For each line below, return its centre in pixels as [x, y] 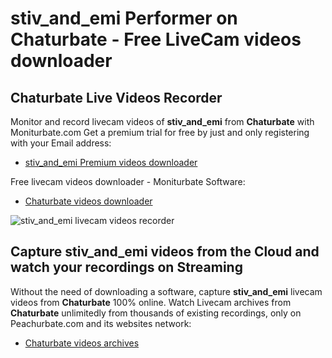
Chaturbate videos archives [82, 343]
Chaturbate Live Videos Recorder [116, 97]
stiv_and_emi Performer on [124, 18]
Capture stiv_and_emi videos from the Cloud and [165, 252]
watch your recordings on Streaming [126, 267]
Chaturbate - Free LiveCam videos [156, 39]
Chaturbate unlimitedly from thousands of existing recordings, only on [156, 313]
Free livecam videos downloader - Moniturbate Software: [128, 181]
